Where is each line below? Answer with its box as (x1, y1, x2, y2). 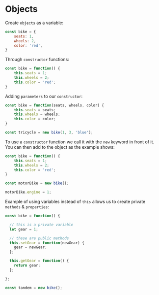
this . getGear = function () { (9, 259, 69, 263)
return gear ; (14, 263, 41, 268)
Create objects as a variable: (5, 20, 64, 26)
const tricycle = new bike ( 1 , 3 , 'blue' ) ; (5, 130, 93, 135)
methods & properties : (5, 204, 49, 210)
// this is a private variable (9, 222, 74, 227)
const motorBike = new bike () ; (5, 181, 69, 186)
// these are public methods (9, 235, 69, 241)
